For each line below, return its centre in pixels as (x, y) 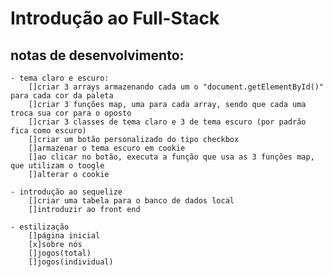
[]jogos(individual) (71, 262)
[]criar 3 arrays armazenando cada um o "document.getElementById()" (176, 87)
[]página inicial (64, 236)
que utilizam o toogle (57, 166)
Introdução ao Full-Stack (115, 18)
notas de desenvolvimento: (97, 55)
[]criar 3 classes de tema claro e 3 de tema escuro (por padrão (167, 122)
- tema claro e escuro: (60, 78)
